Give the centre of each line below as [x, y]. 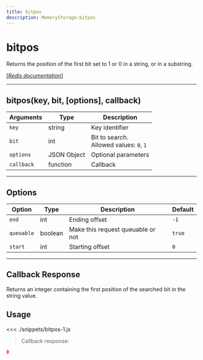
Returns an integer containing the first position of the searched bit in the [96, 289]
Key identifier [110, 127]
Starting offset [89, 247]
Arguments [26, 117]
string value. [22, 295]
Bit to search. [110, 138]
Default [183, 210]
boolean [52, 233]
